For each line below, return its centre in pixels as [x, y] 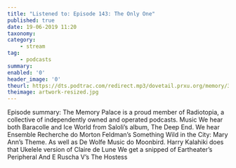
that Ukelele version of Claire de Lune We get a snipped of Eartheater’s [110, 150]
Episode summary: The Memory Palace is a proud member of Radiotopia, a [116, 112]
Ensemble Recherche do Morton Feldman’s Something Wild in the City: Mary [118, 135]
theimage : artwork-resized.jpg [53, 92]
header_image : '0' [34, 79]
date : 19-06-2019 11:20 [42, 27]
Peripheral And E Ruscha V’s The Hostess [67, 157]
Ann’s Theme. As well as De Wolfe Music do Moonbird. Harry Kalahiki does [116, 142]
